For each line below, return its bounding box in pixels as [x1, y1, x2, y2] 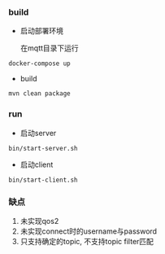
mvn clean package [8, 90, 71, 98]
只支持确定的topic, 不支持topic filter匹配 [20, 236, 154, 246]
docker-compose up [8, 59, 71, 68]
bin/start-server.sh [8, 144, 79, 152]
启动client [20, 160, 54, 169]
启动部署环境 [20, 26, 63, 36]
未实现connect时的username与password [20, 226, 157, 236]
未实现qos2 [20, 216, 59, 226]
